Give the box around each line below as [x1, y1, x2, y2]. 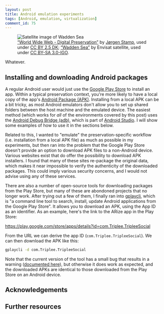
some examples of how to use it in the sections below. [5, 122, 114, 128]
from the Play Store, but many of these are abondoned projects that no [5, 188, 147, 194]
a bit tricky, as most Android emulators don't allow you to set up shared [5, 102, 148, 108]
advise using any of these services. [5, 174, 77, 179]
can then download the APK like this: [5, 238, 79, 244]
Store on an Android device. [5, 272, 61, 277]
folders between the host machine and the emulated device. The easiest [5, 107, 150, 113]
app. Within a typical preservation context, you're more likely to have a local [5, 91, 158, 98]
